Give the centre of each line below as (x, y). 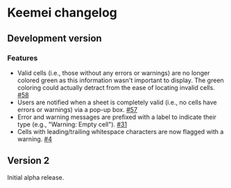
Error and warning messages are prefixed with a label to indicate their (117, 117)
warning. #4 (35, 139)
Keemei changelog (62, 13)
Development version (54, 38)
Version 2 (28, 161)
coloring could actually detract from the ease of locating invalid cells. (116, 87)
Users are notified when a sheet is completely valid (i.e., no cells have (117, 102)
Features (23, 58)
